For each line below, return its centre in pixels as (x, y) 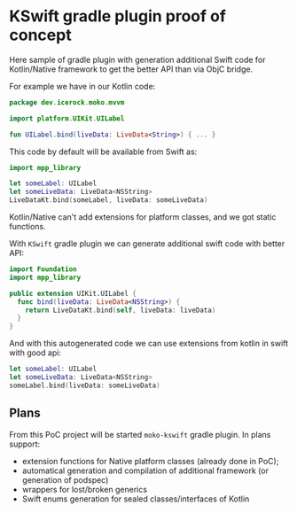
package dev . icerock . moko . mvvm (67, 102)
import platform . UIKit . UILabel (67, 118)
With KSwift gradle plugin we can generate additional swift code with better (147, 244)
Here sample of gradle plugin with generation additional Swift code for (137, 59)
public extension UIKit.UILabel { (73, 293)
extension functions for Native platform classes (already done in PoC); (150, 461)
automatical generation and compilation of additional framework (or (145, 470)
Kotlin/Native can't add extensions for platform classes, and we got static (143, 217)
